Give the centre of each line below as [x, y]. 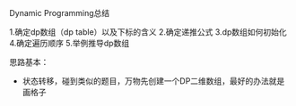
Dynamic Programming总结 [60, 13]
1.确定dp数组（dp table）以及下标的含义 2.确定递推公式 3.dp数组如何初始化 [148, 32]
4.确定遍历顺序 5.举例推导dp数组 [70, 43]
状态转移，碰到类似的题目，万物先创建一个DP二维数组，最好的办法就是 [153, 81]
